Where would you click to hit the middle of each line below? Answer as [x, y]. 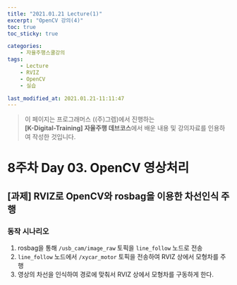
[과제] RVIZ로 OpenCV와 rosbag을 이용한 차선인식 [113, 196]
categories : [25, 47]
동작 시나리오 [28, 231]
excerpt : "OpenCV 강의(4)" [45, 20]
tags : [15, 60]
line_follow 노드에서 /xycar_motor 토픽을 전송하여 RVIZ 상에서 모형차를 [118, 257]
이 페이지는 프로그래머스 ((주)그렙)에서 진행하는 [90, 119]
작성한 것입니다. [54, 137]
